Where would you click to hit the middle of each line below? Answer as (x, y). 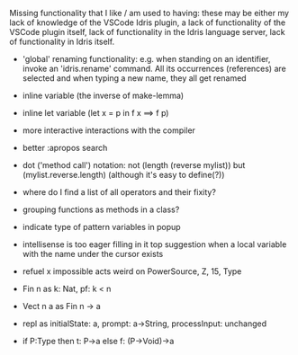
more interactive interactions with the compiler (109, 130)
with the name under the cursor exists (93, 254)
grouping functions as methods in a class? (101, 209)
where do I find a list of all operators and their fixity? (119, 192)
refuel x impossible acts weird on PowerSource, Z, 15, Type (132, 271)
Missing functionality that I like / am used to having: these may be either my (149, 13)
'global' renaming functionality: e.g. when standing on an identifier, (146, 59)
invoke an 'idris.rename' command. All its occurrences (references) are (154, 68)
